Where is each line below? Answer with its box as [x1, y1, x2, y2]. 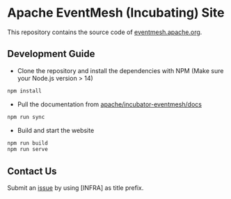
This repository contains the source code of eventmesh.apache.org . [7, 28, 202, 36]
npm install [7, 87, 42, 95]
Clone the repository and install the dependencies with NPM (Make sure [17, 66, 224, 74]
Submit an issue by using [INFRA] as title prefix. [7, 184, 144, 192]
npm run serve [7, 146, 49, 153]
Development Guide [7, 48, 95, 60]
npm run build [7, 139, 49, 147]
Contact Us [7, 165, 57, 177]
